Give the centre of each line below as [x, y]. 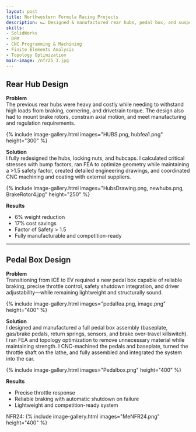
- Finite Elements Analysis [40, 50]
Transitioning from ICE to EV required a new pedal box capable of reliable [94, 280]
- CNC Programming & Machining [44, 44]
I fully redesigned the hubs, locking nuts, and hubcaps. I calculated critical [95, 158]
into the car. [20, 359]
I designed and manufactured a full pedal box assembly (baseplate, [87, 328]
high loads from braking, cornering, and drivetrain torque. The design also [95, 111]
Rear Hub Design [37, 84]
